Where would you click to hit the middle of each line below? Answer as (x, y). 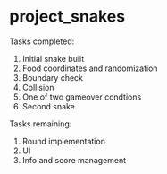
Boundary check (52, 77)
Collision (38, 87)
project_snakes (67, 17)
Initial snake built (53, 58)
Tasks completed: (42, 41)
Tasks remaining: (41, 124)
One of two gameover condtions (82, 97)
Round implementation (63, 141)
